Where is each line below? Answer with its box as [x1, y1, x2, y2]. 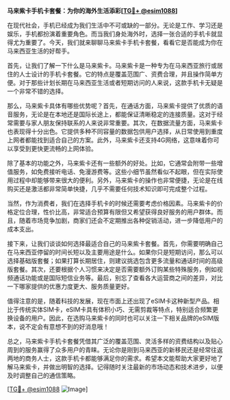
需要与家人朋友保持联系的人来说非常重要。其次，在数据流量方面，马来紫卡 [12, 119, 223, 127]
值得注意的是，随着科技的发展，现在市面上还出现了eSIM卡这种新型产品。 [7, 297, 214, 305]
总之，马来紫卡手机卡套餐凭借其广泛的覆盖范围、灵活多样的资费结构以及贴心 [7, 337, 223, 345]
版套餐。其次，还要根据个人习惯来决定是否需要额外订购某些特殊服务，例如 [7, 265, 217, 273]
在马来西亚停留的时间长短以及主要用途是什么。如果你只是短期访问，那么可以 [7, 248, 223, 256]
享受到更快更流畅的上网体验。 [12, 145, 97, 153]
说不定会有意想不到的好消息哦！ [18, 323, 110, 331]
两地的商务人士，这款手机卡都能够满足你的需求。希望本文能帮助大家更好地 [7, 354, 217, 362]
